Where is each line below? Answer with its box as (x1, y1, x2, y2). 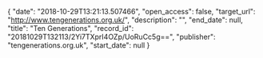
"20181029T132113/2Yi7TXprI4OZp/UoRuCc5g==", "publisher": (7, 32, 216, 41)
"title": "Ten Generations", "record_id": (7, 24, 134, 33)
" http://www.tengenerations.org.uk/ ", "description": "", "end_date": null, (7, 15, 243, 25)
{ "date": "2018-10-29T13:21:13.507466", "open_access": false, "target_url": (7, 7, 256, 16)
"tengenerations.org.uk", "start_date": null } (7, 41, 150, 50)
